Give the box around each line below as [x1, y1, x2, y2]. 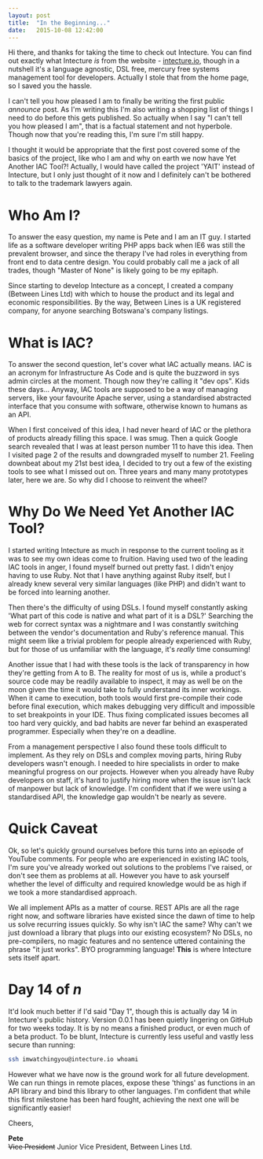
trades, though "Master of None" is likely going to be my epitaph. [8, 265, 218, 276]
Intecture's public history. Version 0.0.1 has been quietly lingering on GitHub [8, 1015, 254, 1024]
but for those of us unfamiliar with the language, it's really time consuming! [8, 645, 251, 654]
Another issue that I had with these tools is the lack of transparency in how [8, 660, 250, 669]
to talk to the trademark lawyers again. [8, 179, 133, 188]
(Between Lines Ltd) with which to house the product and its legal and [8, 289, 235, 299]
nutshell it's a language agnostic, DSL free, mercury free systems [8, 65, 220, 74]
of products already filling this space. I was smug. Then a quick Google [8, 434, 238, 443]
